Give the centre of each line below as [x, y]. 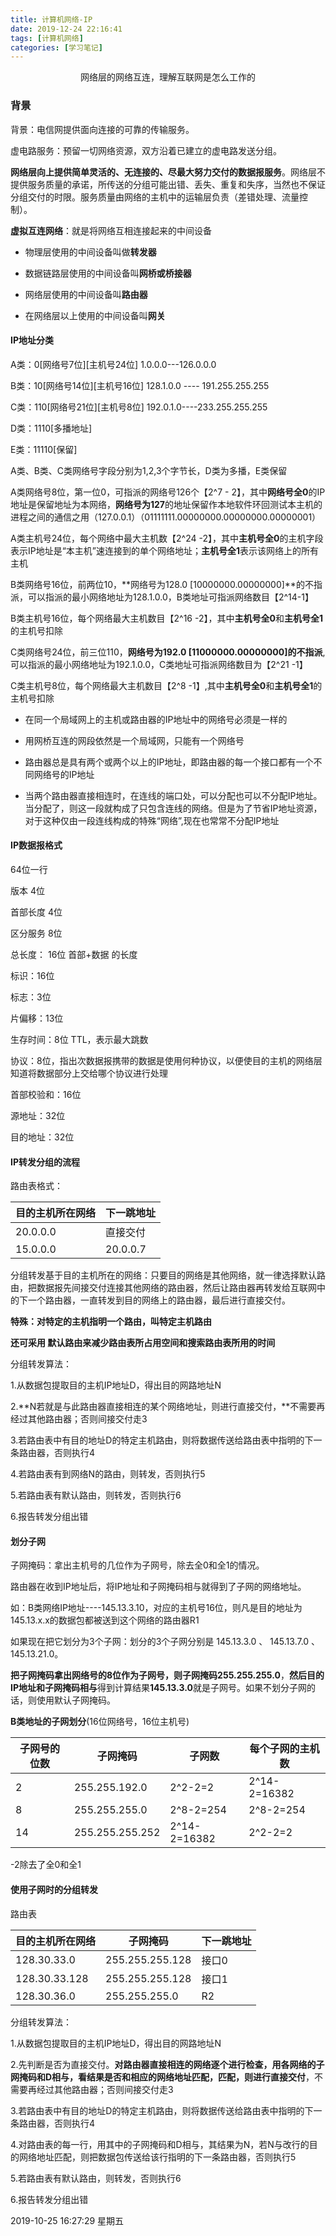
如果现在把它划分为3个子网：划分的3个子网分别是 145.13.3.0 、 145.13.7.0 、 [165, 1642]
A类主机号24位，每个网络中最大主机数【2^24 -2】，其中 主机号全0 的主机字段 [167, 538]
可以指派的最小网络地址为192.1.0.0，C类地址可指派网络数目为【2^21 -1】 [159, 664]
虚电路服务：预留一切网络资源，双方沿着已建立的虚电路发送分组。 [146, 150]
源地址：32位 [38, 1115]
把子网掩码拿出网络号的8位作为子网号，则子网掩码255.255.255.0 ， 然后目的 [167, 1675]
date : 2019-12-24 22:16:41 [66, 29]
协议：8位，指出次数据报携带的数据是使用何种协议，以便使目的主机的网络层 [166, 1060]
